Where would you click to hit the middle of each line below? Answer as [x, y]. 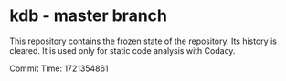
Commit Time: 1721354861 [59, 68]
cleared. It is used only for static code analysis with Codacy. [122, 50]
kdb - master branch [88, 16]
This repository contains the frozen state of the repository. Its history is [143, 41]
